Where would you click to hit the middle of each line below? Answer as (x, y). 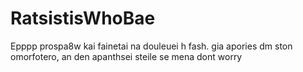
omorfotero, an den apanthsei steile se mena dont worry (126, 56)
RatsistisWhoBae (83, 18)
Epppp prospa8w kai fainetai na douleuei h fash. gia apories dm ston (151, 46)
